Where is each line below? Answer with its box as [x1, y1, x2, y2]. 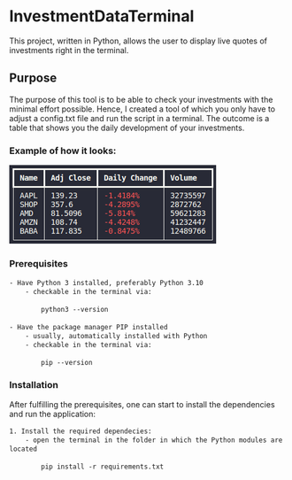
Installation [9, 379, 59, 391]
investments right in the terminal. [9, 44, 129, 55]
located [9, 445, 38, 453]
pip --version [41, 359, 93, 368]
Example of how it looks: [9, 144, 117, 157]
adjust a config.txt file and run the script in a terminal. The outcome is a [9, 112, 270, 123]
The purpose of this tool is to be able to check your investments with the [9, 94, 273, 105]
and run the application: [9, 408, 96, 419]
